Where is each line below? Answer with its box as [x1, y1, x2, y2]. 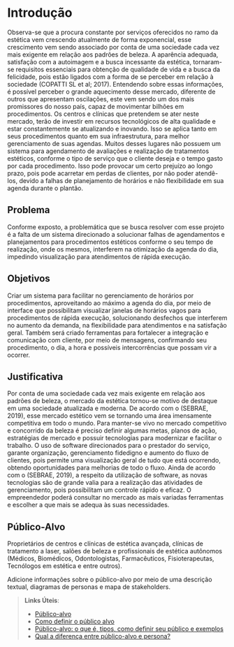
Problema [7, 204, 50, 216]
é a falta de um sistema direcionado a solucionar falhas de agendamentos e [7, 230, 225, 238]
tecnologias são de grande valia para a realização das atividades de [7, 479, 203, 487]
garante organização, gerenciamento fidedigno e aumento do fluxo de [7, 449, 210, 457]
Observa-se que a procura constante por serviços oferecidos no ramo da [7, 28, 219, 36]
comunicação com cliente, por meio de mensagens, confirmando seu [7, 335, 207, 344]
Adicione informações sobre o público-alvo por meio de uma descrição [7, 575, 212, 584]
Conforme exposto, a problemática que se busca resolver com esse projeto [7, 222, 225, 231]
